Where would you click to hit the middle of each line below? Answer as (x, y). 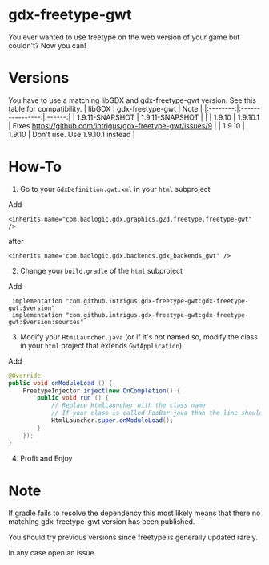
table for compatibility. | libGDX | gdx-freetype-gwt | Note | (105, 108)
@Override (25, 376)
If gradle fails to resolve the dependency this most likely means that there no (134, 513)
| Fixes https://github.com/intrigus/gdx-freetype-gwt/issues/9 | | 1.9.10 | (127, 125)
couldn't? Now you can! (47, 45)
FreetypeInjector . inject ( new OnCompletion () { (102, 391)
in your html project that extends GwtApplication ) (101, 345)
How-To (35, 167)
